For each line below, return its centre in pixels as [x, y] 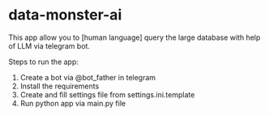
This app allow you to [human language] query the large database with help [134, 37]
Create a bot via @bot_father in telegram [88, 77]
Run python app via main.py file [73, 103]
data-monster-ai [65, 15]
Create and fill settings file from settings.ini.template [107, 94]
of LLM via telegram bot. [49, 45]
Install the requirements [60, 86]
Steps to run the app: [44, 62]
